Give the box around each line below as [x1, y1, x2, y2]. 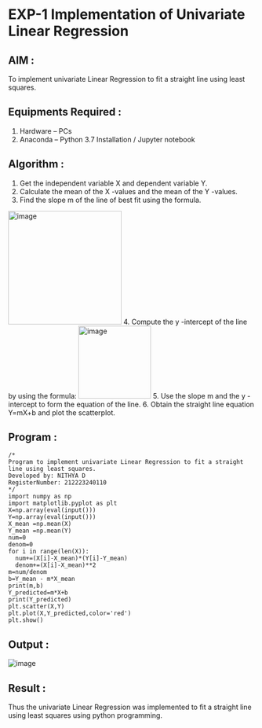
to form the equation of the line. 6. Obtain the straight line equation [38, 399, 255, 409]
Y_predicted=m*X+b [8, 589, 68, 597]
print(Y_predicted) [8, 596, 72, 604]
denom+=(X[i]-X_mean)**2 [15, 561, 96, 569]
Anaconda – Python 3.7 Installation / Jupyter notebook [19, 134, 195, 144]
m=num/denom [8, 568, 47, 576]
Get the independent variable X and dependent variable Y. [19, 178, 208, 188]
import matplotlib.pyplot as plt [8, 499, 118, 508]
